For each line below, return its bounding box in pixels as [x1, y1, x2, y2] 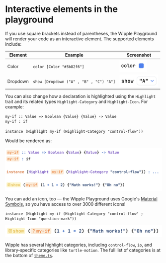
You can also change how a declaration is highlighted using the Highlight [5, 93, 156, 99]
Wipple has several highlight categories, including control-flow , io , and [5, 242, 153, 248]
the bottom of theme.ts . [5, 253, 54, 259]
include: [5, 41, 22, 47]
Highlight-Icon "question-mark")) [5, 216, 77, 221]
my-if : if [5, 119, 28, 124]
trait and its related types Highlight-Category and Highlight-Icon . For [5, 98, 148, 105]
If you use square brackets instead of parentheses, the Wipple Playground [5, 30, 158, 36]
